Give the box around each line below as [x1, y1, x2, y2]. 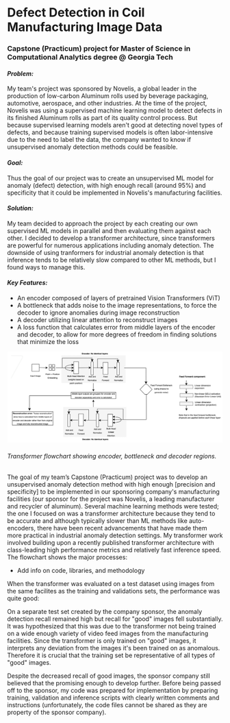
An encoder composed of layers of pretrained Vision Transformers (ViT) [16, 293, 220, 302]
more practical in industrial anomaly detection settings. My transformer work [7, 531, 223, 539]
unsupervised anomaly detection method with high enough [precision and [7, 480, 216, 489]
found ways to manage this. [7, 262, 86, 271]
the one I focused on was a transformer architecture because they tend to [7, 509, 216, 518]
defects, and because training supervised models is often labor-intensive [7, 128, 214, 136]
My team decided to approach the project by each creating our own [7, 219, 199, 228]
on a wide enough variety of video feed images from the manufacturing [7, 629, 209, 638]
